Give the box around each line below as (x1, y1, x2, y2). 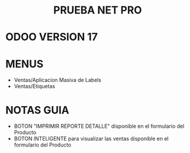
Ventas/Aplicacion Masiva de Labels (13, 77, 102, 84)
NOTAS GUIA (5, 103, 70, 117)
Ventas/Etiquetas (13, 83, 56, 90)
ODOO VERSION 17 (5, 30, 98, 44)
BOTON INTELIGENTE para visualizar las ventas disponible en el (13, 135, 169, 142)
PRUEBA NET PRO (53, 4, 142, 17)
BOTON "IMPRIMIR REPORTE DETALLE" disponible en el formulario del (13, 123, 185, 130)
